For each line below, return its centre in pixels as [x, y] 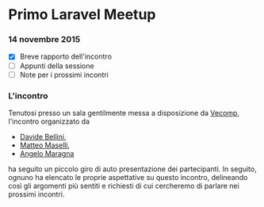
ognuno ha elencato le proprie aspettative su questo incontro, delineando [128, 177]
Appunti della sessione [57, 66]
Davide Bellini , [43, 136]
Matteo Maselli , [45, 145]
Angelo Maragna [47, 153]
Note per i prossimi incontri [64, 75]
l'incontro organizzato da [49, 121]
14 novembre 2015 [44, 40]
